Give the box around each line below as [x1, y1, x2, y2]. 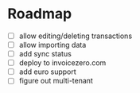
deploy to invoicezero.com [18, 58, 107, 68]
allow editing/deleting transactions [18, 31, 133, 41]
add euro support [18, 67, 76, 76]
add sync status [18, 49, 72, 59]
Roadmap [7, 5, 72, 23]
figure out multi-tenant [18, 76, 93, 86]
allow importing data [18, 41, 87, 49]
